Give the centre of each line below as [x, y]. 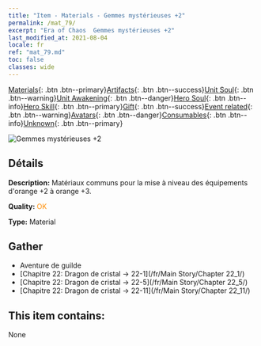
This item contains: [57, 316]
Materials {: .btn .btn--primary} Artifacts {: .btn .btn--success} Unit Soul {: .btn [131, 89]
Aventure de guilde [50, 265]
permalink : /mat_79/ [42, 23]
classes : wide [32, 67]
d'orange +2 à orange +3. [50, 191]
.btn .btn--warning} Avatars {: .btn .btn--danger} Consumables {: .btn [117, 115]
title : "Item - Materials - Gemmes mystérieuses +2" [97, 15]
